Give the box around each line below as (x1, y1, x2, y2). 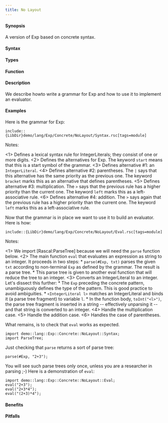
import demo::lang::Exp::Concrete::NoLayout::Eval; (5, 378, 115, 383)
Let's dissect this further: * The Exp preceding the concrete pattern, (5, 280, 144, 286)
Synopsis (5, 23, 26, 29)
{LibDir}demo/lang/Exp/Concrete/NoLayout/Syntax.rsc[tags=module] (5, 133, 147, 138)
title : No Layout (5, 7, 42, 13)
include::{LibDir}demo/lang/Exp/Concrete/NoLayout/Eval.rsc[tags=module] (5, 230, 163, 235)
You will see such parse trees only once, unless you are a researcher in (5, 363, 152, 369)
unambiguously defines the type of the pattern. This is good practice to (5, 285, 153, 291)
